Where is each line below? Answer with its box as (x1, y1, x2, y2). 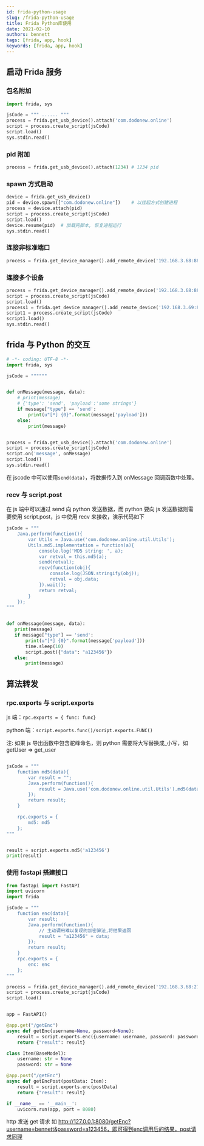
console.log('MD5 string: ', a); (38, 548, 123, 554)
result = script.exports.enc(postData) (17, 1084, 118, 1090)
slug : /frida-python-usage (6, 15, 75, 21)
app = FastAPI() (6, 1011, 47, 1018)
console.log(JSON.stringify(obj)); (49, 570, 140, 577)
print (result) (6, 853, 42, 859)
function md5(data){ (17, 769, 69, 775)
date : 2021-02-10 (6, 26, 50, 32)
